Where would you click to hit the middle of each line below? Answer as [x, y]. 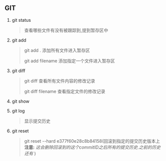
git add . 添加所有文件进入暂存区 [57, 50]
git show [21, 101]
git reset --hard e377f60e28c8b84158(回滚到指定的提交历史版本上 [92, 141]
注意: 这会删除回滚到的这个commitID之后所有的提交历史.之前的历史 [92, 147]
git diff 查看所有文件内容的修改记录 [59, 80]
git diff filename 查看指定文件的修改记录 [65, 91]
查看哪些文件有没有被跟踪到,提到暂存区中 [66, 30]
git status [21, 20]
